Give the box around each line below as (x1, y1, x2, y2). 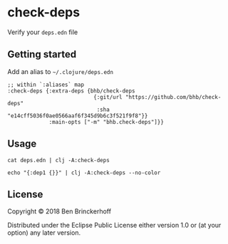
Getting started (7, 48, 77, 60)
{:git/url (93, 93, 123, 100)
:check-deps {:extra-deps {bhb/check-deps (7, 87, 135, 95)
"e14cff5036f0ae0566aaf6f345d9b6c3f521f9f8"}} (7, 112, 148, 120)
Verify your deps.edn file (7, 28, 78, 36)
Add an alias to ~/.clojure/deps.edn (7, 67, 114, 75)
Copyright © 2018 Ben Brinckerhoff (7, 207, 112, 216)
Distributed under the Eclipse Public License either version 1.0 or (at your (7, 221, 222, 230)
